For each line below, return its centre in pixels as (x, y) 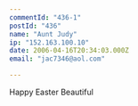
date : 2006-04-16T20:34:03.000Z (69, 51)
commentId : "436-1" (45, 17)
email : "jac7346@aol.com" (57, 59)
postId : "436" (36, 26)
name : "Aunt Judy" (43, 34)
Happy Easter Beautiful (51, 92)
